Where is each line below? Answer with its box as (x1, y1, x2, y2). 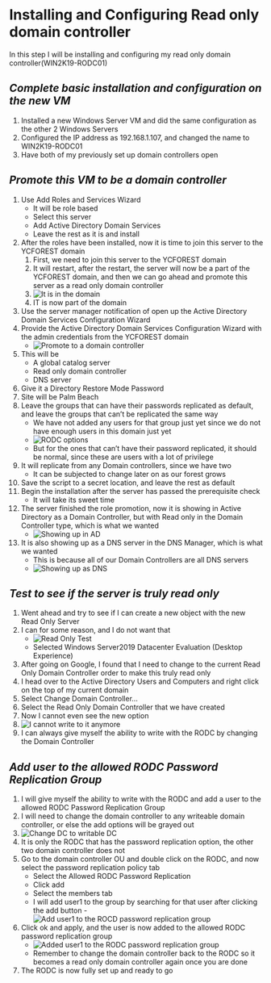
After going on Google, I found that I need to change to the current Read (20, 659, 261, 669)
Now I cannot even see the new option (20, 711, 149, 721)
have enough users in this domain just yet (32, 426, 172, 436)
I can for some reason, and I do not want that (20, 625, 171, 635)
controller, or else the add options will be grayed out (20, 820, 194, 830)
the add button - (32, 906, 88, 915)
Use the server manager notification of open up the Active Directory (20, 306, 248, 316)
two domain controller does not (20, 846, 126, 855)
